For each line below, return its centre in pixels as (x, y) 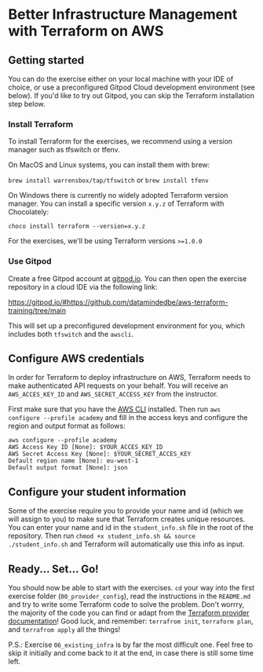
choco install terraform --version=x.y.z (77, 226)
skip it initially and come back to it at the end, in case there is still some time (131, 653)
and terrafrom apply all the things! (64, 630)
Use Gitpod (30, 261)
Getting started (46, 60)
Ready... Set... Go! (54, 569)
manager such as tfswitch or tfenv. (64, 150)
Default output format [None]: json (68, 468)
